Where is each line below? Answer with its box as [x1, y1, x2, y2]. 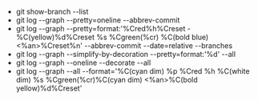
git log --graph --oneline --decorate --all [15, 58, 151, 67]
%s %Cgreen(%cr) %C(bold [95, 32, 191, 42]
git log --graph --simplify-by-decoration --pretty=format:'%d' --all [15, 50, 236, 59]
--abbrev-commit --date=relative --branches [83, 41, 233, 50]
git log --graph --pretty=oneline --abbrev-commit [15, 15, 180, 25]
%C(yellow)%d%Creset [15, 32, 95, 42]
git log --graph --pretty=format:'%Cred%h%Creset [15, 24, 186, 33]
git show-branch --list [15, 7, 89, 16]
